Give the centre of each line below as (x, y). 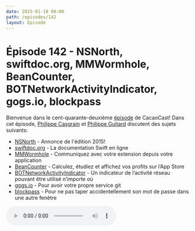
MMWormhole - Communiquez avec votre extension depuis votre (94, 154)
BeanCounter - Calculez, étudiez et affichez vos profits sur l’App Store (100, 167)
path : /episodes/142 (31, 17)
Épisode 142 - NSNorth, (65, 51)
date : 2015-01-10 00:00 (35, 11)
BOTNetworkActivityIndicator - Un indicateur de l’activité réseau (92, 173)
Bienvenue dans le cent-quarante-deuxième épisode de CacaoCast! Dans (95, 118)
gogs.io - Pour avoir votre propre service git (68, 185)
